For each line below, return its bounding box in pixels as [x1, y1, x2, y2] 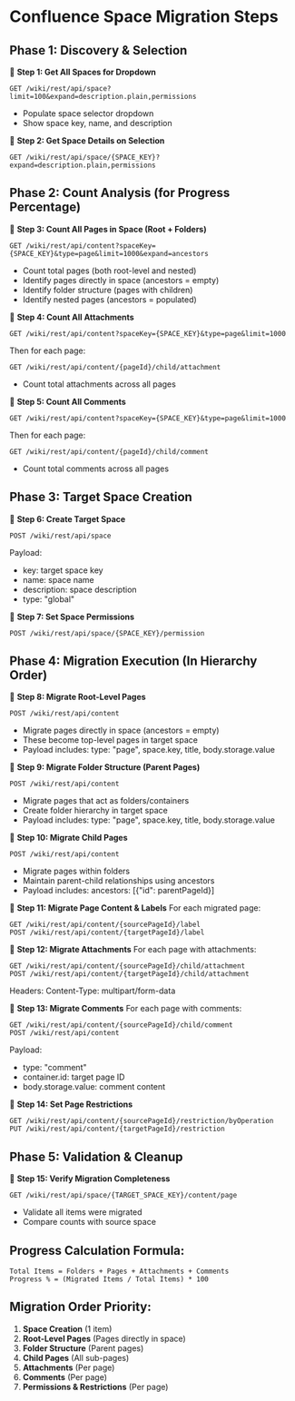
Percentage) [9, 200, 82, 215]
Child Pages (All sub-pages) [22, 1352, 130, 1363]
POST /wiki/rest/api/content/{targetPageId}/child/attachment [9, 970, 250, 979]
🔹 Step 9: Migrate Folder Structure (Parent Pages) [9, 762, 201, 773]
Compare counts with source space [22, 1217, 157, 1228]
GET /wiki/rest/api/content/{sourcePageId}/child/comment [9, 1021, 233, 1030]
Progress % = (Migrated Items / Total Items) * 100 [9, 1275, 209, 1284]
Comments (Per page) [22, 1371, 107, 1382]
